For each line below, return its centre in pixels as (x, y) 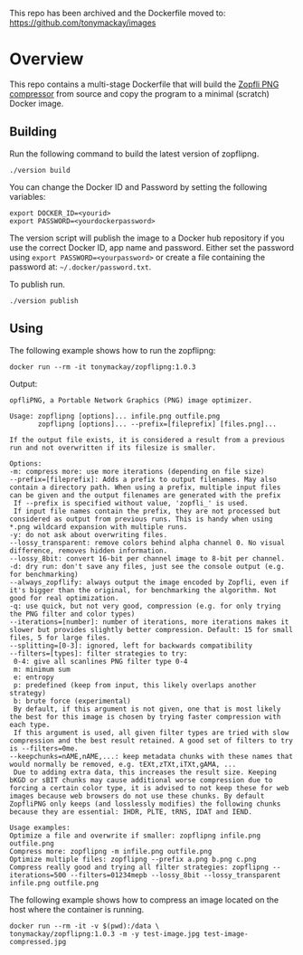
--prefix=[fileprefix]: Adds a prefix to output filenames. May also (143, 479)
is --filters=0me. (44, 748)
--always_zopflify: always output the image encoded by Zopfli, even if (149, 582)
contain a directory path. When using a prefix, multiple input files (145, 487)
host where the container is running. (77, 909)
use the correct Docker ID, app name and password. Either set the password (152, 247)
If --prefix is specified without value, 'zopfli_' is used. (131, 503)
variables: (28, 196)
